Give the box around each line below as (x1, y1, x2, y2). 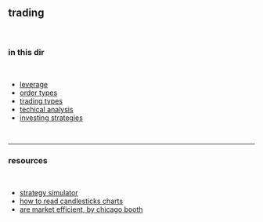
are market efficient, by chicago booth (19, 205, 143, 214)
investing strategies (19, 113, 84, 122)
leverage (19, 80, 49, 89)
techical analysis (19, 105, 74, 115)
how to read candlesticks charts (19, 196, 124, 206)
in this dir (8, 46, 45, 57)
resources (8, 155, 49, 166)
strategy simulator (19, 188, 78, 198)
